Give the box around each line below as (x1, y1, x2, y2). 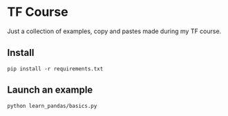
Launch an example (7, 84, 93, 96)
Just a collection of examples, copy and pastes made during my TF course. (7, 27, 222, 35)
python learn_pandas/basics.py (7, 102, 97, 109)
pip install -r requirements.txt (7, 65, 104, 72)
